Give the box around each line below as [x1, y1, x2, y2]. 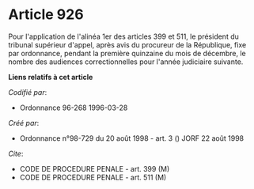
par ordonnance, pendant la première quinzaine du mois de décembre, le [8, 48, 247, 58]
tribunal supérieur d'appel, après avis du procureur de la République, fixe [8, 40, 247, 49]
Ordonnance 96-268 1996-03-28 [19, 103, 128, 112]
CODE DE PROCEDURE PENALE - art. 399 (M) [19, 164, 170, 173]
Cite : [8, 149, 24, 158]
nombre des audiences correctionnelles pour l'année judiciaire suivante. [8, 57, 244, 66]
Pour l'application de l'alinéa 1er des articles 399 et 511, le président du [8, 32, 239, 41]
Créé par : [8, 118, 40, 127]
